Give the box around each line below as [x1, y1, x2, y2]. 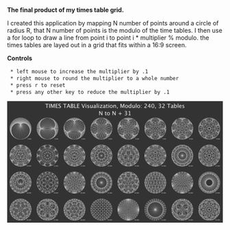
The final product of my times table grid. [7, 6, 125, 14]
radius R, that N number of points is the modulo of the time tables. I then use [7, 27, 222, 34]
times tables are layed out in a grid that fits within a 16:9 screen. [7, 41, 187, 49]
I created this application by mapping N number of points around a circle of [7, 19, 219, 27]
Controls [7, 54, 33, 62]
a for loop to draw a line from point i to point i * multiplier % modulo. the [7, 34, 209, 42]
